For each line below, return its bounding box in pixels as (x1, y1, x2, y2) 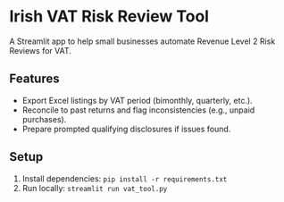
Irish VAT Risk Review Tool (9, 6, 210, 27)
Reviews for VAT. (9, 45, 71, 55)
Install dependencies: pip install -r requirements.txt (21, 173, 228, 184)
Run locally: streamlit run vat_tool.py (21, 182, 168, 193)
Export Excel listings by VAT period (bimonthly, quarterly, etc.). (21, 95, 253, 105)
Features (9, 72, 60, 87)
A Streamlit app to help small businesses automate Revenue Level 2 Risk (9, 36, 276, 46)
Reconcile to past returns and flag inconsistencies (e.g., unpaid (21, 105, 255, 115)
